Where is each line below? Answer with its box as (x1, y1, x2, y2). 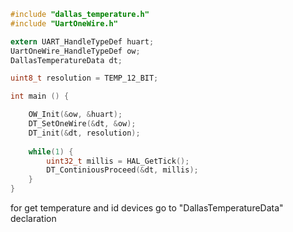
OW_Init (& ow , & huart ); (28, 110, 123, 120)
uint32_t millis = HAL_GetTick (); (46, 156, 190, 166)
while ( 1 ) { (28, 146, 74, 157)
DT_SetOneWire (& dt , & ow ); (28, 119, 137, 129)
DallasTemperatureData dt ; (10, 55, 123, 65)
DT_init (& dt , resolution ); (28, 128, 141, 138)
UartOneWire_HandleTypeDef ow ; (10, 46, 141, 56)
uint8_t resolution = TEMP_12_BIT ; (10, 73, 159, 84)
